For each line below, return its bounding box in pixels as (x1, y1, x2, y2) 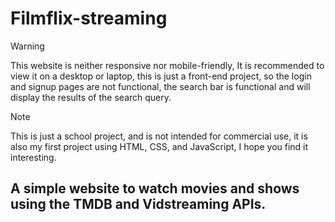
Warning (10, 40, 45, 52)
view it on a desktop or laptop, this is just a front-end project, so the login (10, 70, 312, 82)
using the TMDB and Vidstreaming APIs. (10, 196, 267, 213)
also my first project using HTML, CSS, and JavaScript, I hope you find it (10, 140, 309, 152)
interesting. (10, 151, 57, 163)
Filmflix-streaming (10, 7, 168, 30)
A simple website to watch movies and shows (10, 180, 300, 197)
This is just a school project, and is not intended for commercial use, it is (10, 130, 308, 142)
